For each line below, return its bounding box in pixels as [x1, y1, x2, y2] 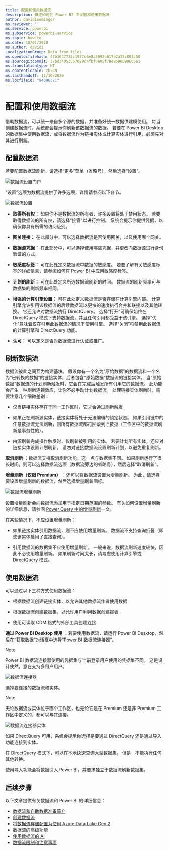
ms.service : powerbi [5, 26, 49, 31]
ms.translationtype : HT [5, 63, 55, 68]
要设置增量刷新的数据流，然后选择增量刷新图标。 [5, 478, 107, 484]
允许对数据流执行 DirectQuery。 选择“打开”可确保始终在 [31, 308, 147, 314]
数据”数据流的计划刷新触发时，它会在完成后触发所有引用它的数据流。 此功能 [5, 381, 163, 387]
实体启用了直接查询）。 [21, 534, 68, 540]
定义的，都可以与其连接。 [18, 712, 71, 718]
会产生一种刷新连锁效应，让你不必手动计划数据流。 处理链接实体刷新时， [5, 387, 156, 393]
